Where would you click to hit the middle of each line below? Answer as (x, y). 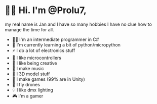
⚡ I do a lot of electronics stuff (44, 50)
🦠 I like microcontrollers (37, 58)
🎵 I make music (28, 68)
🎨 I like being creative (34, 63)
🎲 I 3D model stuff (31, 74)
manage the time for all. (29, 29)
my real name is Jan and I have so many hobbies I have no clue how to (78, 24)
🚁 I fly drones (26, 84)
